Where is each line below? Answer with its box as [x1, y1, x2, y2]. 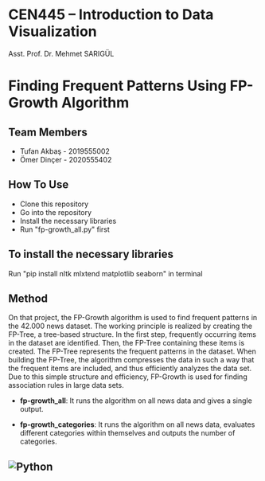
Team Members [8, 125, 88, 139]
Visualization [8, 22, 97, 41]
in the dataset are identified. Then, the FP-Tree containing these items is [8, 338, 245, 348]
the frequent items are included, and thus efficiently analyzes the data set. [8, 364, 252, 373]
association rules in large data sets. [8, 381, 125, 390]
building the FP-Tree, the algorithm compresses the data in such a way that [8, 355, 255, 365]
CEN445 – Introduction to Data [8, 6, 214, 24]
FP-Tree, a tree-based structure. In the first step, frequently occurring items [8, 330, 257, 339]
